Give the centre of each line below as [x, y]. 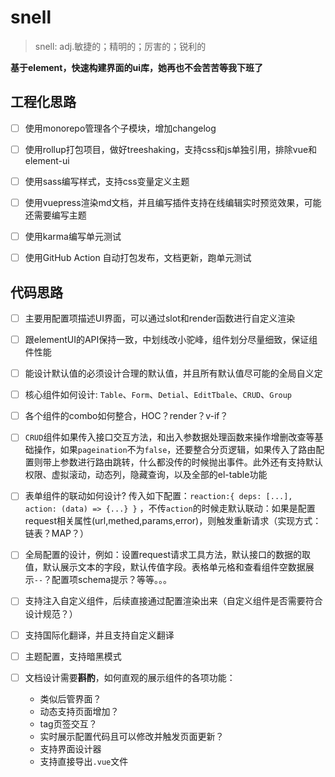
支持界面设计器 [70, 748]
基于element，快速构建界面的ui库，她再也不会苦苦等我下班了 [136, 67]
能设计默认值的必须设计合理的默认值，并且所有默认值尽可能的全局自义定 [173, 373]
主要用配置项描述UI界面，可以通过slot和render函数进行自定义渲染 [160, 318]
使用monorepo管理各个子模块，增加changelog [120, 128]
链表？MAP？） [57, 533]
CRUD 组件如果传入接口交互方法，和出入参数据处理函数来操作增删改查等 [169, 437]
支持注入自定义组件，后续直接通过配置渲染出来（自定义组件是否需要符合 [173, 601]
